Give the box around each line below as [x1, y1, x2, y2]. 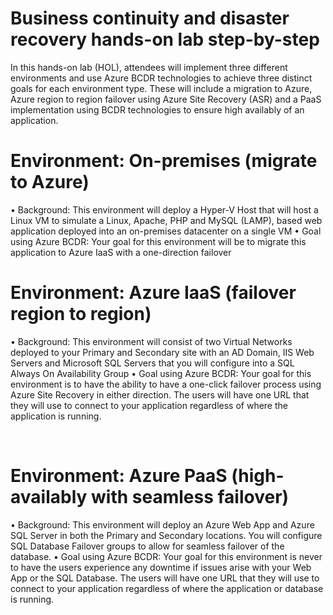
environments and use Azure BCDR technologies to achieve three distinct [10, 72, 313, 84]
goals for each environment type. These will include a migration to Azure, [10, 82, 313, 94]
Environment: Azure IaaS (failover [10, 282, 297, 304]
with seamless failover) [90, 486, 290, 508]
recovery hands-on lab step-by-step [10, 28, 320, 51]
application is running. [10, 410, 102, 422]
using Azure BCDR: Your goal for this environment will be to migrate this [10, 235, 307, 247]
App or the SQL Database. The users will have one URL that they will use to [10, 572, 320, 584]
